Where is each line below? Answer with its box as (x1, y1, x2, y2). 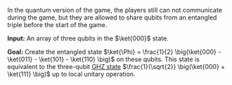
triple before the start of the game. (7, 21, 108, 29)
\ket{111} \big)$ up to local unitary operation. (7, 70, 136, 78)
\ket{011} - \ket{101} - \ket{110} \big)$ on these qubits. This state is (7, 55, 200, 63)
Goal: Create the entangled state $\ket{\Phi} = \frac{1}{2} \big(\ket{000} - (7, 48, 221, 56)
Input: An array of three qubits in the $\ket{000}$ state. (7, 34, 169, 42)
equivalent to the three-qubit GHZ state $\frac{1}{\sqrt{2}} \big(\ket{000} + (7, 63, 226, 70)
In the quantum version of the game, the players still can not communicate (7, 6, 223, 14)
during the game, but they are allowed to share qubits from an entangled (7, 13, 217, 22)
